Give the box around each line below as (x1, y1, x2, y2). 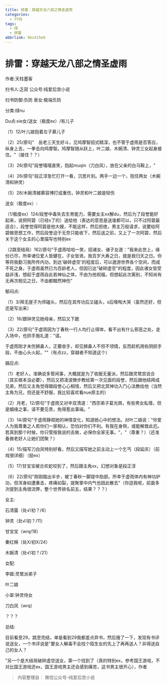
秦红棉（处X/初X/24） (5, 539, 51, 545)
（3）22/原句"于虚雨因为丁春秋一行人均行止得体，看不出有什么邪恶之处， (5, 326, 157, 332)
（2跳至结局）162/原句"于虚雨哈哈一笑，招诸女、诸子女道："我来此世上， (5, 246, 156, 252)
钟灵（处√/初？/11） (5, 517, 46, 524)
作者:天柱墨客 (5, 75, 33, 81)
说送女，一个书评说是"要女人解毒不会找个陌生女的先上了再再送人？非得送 (5, 641, 156, 647)
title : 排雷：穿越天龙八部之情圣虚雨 (5, 7, 73, 12)
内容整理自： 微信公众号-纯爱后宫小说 (17, 674, 95, 680)
